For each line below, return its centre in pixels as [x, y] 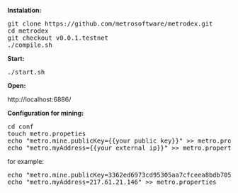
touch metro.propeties [47, 134]
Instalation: [24, 10]
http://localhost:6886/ [39, 99]
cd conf [21, 127]
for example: [26, 161]
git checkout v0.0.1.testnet [58, 38]
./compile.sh [30, 45]
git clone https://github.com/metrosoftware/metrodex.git [110, 24]
